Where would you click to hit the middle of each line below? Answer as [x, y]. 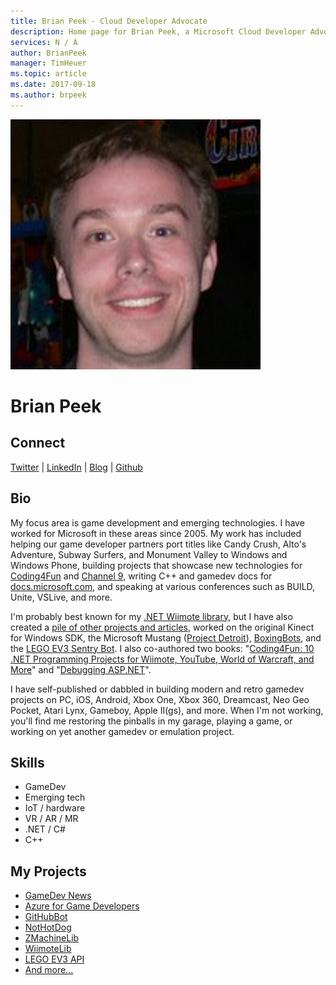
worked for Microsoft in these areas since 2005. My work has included [156, 533]
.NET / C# [45, 829]
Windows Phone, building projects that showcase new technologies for [156, 565]
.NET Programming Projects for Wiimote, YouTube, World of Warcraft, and [162, 659]
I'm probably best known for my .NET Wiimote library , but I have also [151, 616]
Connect [38, 443]
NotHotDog [48, 927]
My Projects [48, 871]
